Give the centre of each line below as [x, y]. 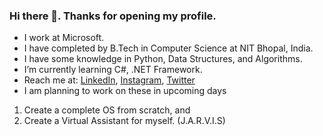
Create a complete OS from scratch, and [107, 110]
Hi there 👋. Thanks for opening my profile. [113, 16]
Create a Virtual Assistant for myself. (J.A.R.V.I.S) [124, 121]
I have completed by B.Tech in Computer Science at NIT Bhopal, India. [168, 48]
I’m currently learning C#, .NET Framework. [113, 70]
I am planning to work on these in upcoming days [125, 91]
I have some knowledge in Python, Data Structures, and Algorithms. [163, 59]
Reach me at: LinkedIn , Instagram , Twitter [109, 80]
